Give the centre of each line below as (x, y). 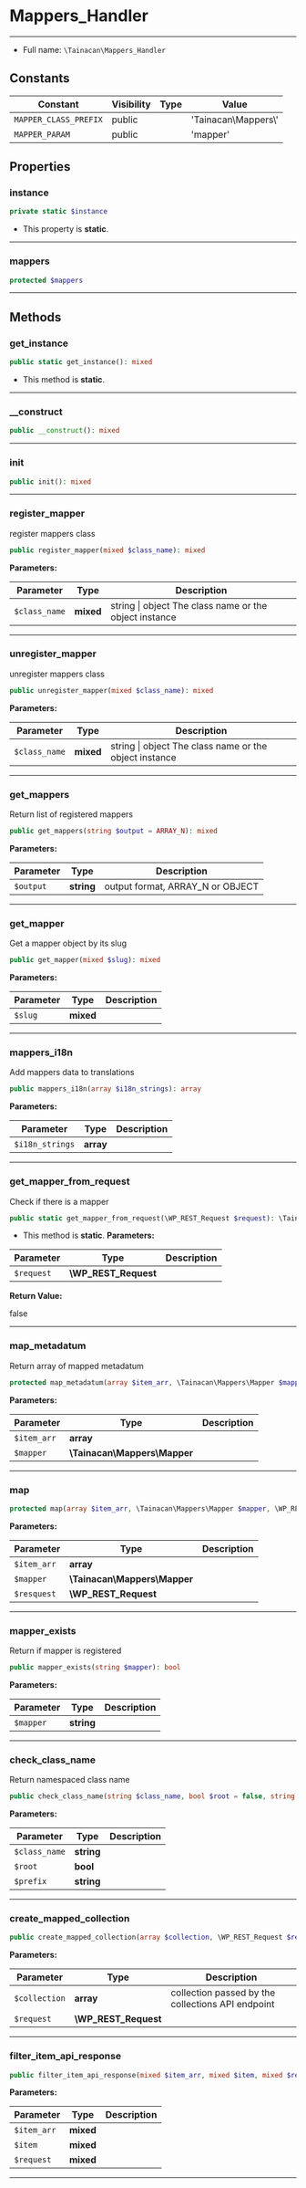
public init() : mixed (51, 482)
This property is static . (66, 229)
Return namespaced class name (70, 1780)
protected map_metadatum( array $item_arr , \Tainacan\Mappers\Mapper (142, 1382)
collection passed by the (223, 1993)
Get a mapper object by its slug (68, 943)
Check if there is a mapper (59, 1201)
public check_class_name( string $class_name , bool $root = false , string (153, 1796)
